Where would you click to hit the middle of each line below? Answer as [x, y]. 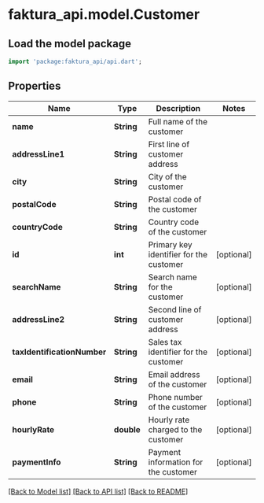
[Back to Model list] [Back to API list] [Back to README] [98, 491]
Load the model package [70, 44]
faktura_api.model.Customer [104, 15]
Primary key [170, 244]
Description [178, 108]
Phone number [175, 397]
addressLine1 [38, 153]
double [127, 429]
